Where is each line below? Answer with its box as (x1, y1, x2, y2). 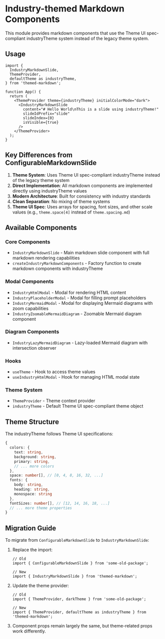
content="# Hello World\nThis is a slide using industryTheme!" (23, 107, 159, 112)
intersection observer (12, 345, 57, 351)
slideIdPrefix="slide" (23, 111, 70, 116)
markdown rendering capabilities (12, 255, 80, 261)
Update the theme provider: (12, 583, 70, 589)
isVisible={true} (23, 120, 59, 125)
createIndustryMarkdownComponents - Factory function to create (12, 260, 142, 266)
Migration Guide (5, 524, 56, 532)
